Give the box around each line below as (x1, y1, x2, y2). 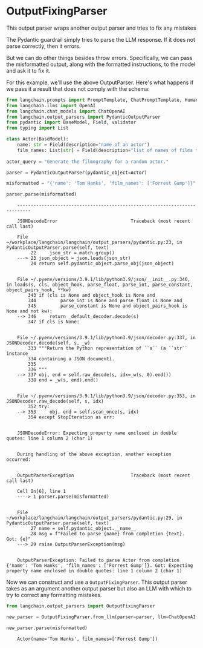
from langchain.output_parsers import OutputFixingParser (6, 603, 155, 609)
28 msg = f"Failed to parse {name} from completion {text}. (30, 531, 185, 537)
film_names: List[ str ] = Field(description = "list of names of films (17, 147, 193, 153)
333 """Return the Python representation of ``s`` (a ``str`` (28, 345, 188, 352)
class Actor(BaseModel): (6, 136, 69, 142)
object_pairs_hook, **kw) (6, 287, 71, 293)
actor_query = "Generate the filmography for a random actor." (6, 159, 169, 165)
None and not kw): (6, 308, 53, 314)
